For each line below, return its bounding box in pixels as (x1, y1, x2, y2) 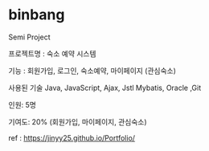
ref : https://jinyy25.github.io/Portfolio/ (8, 133, 135, 142)
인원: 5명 (8, 100, 36, 109)
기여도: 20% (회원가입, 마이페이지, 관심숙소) (8, 116, 147, 126)
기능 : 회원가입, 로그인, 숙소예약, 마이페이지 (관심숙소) (8, 66, 177, 75)
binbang (8, 6, 65, 24)
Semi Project (8, 32, 51, 42)
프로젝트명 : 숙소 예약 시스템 (8, 48, 96, 58)
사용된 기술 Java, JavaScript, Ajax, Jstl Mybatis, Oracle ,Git (8, 83, 202, 92)
